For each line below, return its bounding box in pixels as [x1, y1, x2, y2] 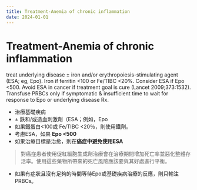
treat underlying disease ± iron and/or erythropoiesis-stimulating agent [6, 71, 178, 78]
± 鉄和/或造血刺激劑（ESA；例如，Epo [14, 116, 108, 123]
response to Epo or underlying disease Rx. [6, 96, 109, 104]
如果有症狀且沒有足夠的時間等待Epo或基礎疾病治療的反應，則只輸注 [14, 170, 179, 177]
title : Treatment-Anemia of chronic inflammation [6, 8, 131, 15]
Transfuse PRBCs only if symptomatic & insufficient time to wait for [6, 90, 169, 97]
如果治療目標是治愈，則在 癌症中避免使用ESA [14, 138, 123, 145]
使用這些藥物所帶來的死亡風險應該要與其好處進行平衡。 [36, 158, 171, 165]
